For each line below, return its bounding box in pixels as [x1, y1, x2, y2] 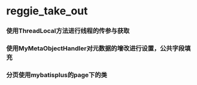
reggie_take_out [6, 4, 88, 18]
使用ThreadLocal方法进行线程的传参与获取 [6, 27, 130, 35]
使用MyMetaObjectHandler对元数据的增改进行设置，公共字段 [6, 44, 185, 53]
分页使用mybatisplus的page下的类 [6, 71, 108, 79]
